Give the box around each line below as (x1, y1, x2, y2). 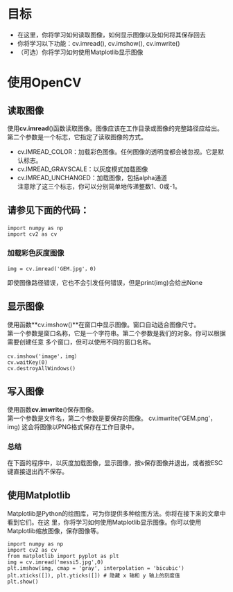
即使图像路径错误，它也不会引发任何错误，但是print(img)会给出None (7, 279, 203, 287)
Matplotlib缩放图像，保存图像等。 (7, 526, 103, 534)
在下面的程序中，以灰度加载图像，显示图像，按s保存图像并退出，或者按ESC (7, 458, 223, 467)
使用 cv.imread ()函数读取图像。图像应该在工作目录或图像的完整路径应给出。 (7, 124, 224, 132)
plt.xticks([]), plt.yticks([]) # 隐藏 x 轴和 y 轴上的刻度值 (7, 572, 180, 579)
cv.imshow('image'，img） (7, 353, 80, 360)
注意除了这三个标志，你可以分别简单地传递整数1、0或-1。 (17, 182, 182, 191)
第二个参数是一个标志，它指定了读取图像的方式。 (7, 132, 147, 141)
